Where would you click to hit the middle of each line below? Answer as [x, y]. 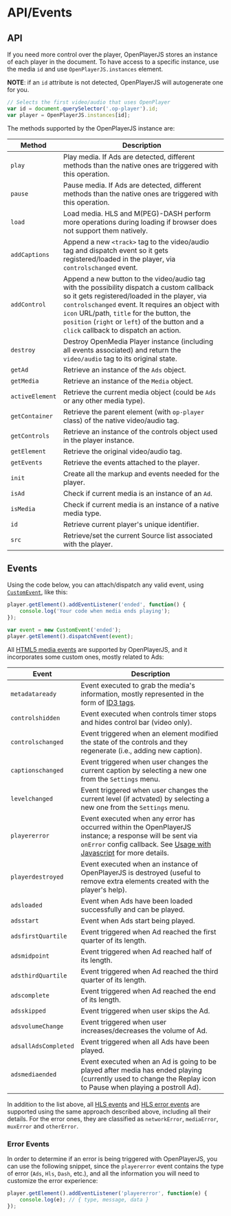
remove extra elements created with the [145, 881]
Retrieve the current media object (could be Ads [140, 392]
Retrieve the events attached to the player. [131, 462]
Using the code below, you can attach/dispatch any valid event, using [106, 585]
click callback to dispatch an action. [122, 330]
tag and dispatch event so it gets [115, 250]
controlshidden [35, 718]
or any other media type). [104, 401]
